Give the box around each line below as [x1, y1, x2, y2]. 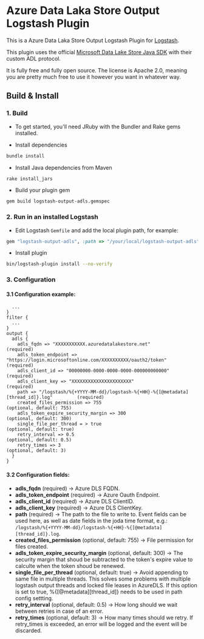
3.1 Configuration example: [6, 290, 76, 298]
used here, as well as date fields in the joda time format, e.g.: [15, 517, 168, 524]
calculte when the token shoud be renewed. [15, 562, 126, 569]
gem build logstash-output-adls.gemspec [6, 198, 110, 204]
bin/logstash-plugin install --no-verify [6, 261, 113, 268]
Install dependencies [15, 141, 68, 148]
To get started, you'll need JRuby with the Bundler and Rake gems [15, 123, 181, 130]
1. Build [6, 109, 29, 117]
